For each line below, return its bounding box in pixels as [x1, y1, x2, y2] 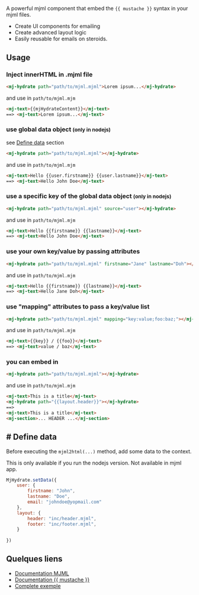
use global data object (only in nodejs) [6, 125, 111, 133]
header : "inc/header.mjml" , [27, 516, 97, 521]
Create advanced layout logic [14, 29, 87, 36]
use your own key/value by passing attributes [6, 247, 140, 256]
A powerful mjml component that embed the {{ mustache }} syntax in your [6, 5, 188, 12]
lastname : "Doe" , [27, 494, 70, 499]
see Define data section [6, 139, 64, 146]
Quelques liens [6, 554, 63, 564]
